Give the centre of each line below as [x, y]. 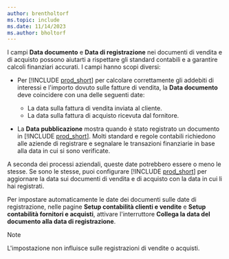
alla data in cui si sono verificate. [64, 151]
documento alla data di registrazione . [62, 222]
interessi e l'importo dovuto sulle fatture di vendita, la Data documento [117, 87]
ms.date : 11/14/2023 [37, 26]
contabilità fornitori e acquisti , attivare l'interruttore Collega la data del [109, 214]
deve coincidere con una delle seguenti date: [81, 95]
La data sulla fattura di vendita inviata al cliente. [95, 108]
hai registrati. [26, 186]
